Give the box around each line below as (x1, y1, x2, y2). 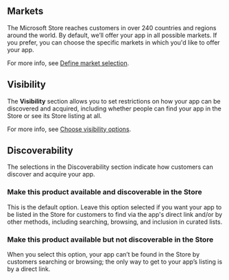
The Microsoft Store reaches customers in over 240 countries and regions (7, 23, 217, 32)
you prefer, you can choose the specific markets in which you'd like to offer (7, 38, 221, 47)
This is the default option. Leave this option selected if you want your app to (7, 202, 222, 211)
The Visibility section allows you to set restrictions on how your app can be (7, 97, 221, 105)
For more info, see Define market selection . (7, 58, 130, 67)
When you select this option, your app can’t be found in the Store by (7, 250, 200, 259)
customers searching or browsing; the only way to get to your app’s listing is (7, 257, 223, 266)
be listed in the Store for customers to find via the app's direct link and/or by (7, 210, 223, 218)
